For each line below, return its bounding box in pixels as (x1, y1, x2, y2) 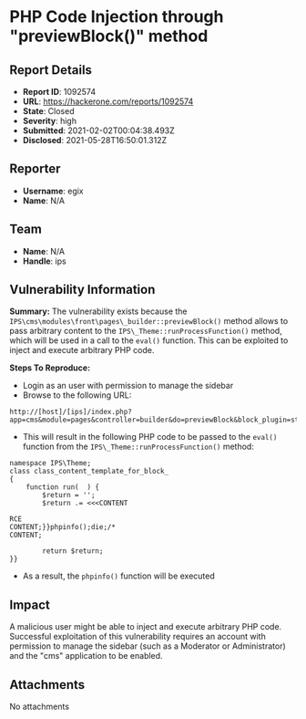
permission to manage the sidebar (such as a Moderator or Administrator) (9, 641, 287, 651)
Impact (9, 597, 50, 612)
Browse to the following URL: (22, 390, 132, 401)
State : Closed (22, 106, 75, 116)
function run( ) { (25, 483, 100, 492)
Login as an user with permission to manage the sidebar (22, 380, 234, 391)
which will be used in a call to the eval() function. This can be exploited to (9, 335, 289, 346)
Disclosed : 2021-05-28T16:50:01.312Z (22, 135, 167, 145)
